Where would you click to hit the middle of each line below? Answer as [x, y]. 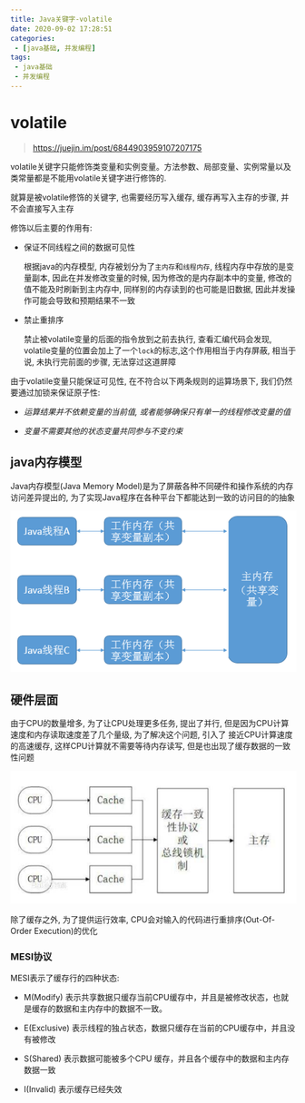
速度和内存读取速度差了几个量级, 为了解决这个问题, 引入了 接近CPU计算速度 [152, 734]
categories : [33, 38]
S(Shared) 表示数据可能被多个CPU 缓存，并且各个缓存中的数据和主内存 [156, 1059]
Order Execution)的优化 [54, 931]
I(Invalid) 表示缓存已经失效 [73, 1088]
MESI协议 [31, 956]
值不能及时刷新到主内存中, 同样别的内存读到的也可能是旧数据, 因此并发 [155, 289]
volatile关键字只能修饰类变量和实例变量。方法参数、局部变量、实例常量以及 [151, 166]
